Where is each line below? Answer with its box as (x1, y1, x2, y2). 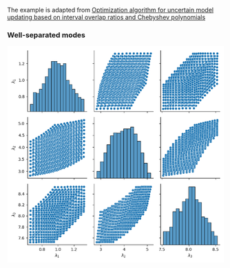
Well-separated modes (7, 30, 86, 40)
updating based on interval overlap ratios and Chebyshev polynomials (7, 13, 206, 21)
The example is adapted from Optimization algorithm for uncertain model (7, 6, 214, 14)
